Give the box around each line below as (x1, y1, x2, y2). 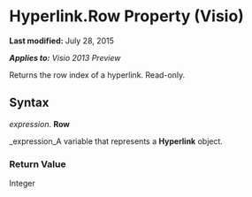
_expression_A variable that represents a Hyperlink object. (9, 135, 224, 147)
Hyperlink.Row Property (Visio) (9, 6, 245, 27)
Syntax (9, 95, 50, 110)
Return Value (9, 157, 66, 170)
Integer (9, 178, 35, 189)
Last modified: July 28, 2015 (9, 35, 115, 46)
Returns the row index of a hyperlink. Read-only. (9, 69, 186, 80)
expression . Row (9, 118, 71, 129)
